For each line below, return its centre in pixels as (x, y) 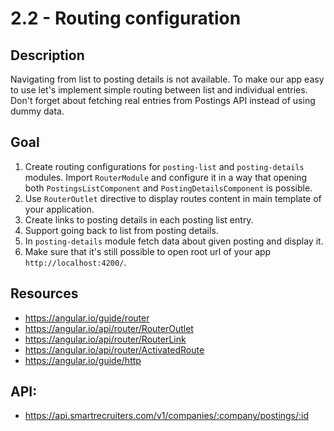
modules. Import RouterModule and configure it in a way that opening (166, 177)
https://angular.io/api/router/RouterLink (105, 339)
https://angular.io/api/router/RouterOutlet (109, 328)
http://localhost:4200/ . (75, 262)
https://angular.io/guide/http (83, 360)
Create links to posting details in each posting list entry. (139, 219)
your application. (59, 209)
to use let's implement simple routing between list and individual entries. (159, 90)
